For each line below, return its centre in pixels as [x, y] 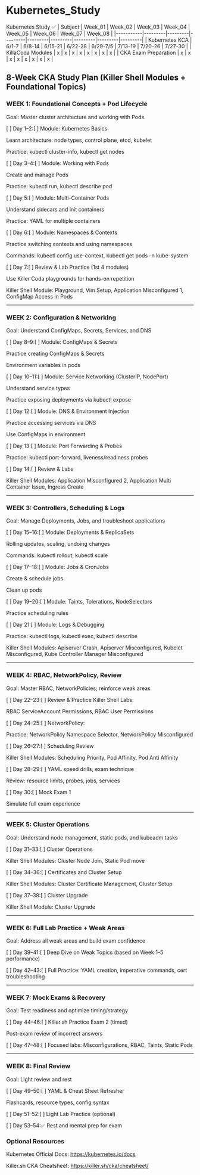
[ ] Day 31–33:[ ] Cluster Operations [50, 849]
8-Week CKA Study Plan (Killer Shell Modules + [96, 78]
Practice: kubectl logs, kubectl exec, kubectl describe [72, 636]
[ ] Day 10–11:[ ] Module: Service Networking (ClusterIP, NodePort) [87, 377]
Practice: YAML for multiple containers [54, 220]
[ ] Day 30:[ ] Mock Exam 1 [39, 792]
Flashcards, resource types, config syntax [58, 1102]
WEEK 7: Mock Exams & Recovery [56, 997]
